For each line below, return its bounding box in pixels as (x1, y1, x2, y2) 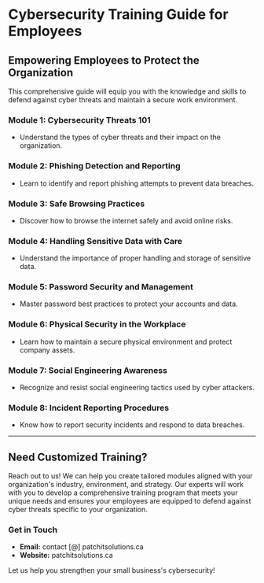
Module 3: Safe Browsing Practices (8, 198, 145, 209)
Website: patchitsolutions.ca (19, 551, 114, 560)
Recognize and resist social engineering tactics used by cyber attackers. (19, 383, 255, 393)
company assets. (19, 345, 75, 355)
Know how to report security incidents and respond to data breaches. (19, 420, 245, 430)
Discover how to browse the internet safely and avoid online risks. (19, 216, 233, 225)
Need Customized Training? (8, 450, 148, 463)
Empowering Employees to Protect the (8, 54, 200, 67)
